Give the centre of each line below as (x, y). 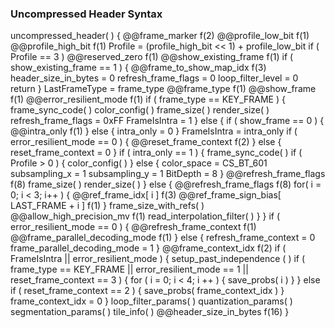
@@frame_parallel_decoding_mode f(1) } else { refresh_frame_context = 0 (163, 238)
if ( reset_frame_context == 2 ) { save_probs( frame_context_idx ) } (147, 291)
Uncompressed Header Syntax (86, 14)
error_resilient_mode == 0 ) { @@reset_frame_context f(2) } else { (146, 142)
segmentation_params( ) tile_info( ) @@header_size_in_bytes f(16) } (150, 312)
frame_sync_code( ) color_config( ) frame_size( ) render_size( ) (140, 110)
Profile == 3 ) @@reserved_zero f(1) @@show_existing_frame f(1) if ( (152, 57)
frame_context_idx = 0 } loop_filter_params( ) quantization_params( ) (151, 301)
